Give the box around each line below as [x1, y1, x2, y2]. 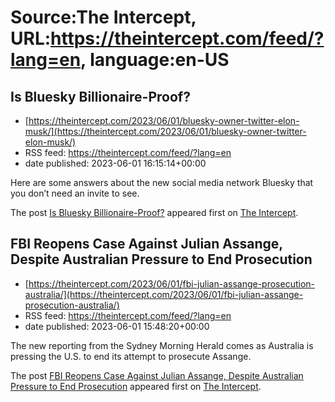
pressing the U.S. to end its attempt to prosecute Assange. [10, 350, 252, 362]
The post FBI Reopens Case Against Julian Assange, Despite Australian [10, 369, 304, 381]
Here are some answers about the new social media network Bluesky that [10, 177, 314, 188]
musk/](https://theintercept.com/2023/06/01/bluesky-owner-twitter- [24, 126, 307, 137]
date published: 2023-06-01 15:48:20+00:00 [24, 320, 210, 332]
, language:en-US [80, 49, 230, 71]
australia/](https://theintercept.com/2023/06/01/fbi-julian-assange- [24, 288, 304, 300]
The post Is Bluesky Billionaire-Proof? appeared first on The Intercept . [10, 207, 299, 218]
